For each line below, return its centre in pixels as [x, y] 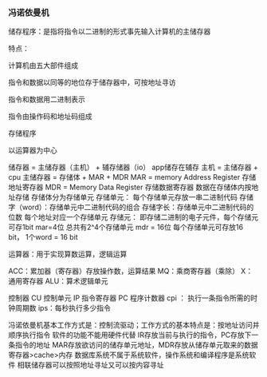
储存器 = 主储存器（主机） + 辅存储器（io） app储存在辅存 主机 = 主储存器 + [133, 167]
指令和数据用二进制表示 [47, 99]
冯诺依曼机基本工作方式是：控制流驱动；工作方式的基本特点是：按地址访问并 [134, 325]
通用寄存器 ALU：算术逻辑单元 [58, 281]
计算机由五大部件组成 [43, 65]
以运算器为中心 [33, 150]
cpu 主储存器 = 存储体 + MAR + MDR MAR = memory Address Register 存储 [132, 177]
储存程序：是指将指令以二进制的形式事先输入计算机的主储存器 [110, 32]
